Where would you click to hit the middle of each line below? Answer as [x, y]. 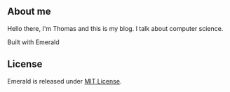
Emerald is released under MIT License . [65, 81]
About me [29, 12]
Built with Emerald [33, 42]
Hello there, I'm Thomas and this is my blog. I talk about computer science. [115, 28]
